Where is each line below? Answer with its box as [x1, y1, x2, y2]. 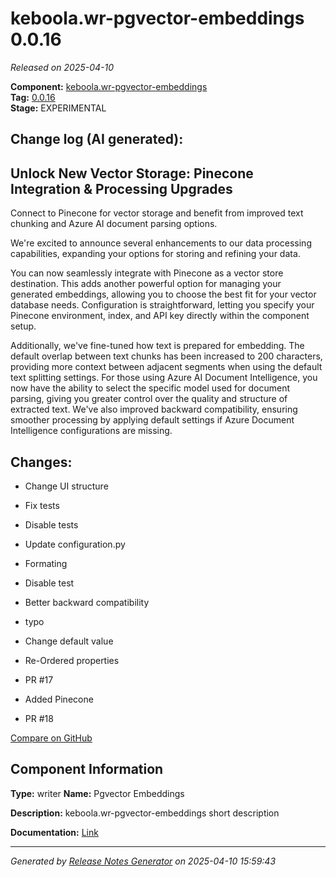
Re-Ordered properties [24, 654, 120, 666]
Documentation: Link [10, 826, 99, 838]
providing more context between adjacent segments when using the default [10, 361, 323, 373]
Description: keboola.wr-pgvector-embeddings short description [10, 807, 280, 819]
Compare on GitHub [10, 732, 93, 744]
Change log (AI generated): [10, 131, 184, 148]
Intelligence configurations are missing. [10, 425, 173, 437]
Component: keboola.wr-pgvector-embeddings [10, 80, 208, 92]
